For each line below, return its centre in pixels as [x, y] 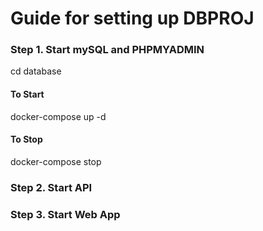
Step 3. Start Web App [65, 214]
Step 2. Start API [51, 187]
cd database [36, 71]
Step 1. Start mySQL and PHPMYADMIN [107, 50]
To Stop [26, 139]
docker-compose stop [56, 161]
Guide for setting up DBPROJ [132, 18]
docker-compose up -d [58, 116]
